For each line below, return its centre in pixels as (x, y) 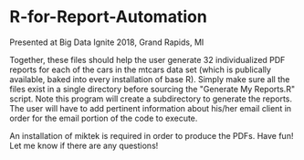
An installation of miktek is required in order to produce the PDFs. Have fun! (152, 135)
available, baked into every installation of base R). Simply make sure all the (150, 79)
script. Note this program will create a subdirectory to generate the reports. (151, 99)
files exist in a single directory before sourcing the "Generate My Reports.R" (152, 89)
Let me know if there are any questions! (84, 145)
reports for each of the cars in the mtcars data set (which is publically (141, 69)
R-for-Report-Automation (108, 17)
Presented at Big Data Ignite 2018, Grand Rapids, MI (107, 42)
